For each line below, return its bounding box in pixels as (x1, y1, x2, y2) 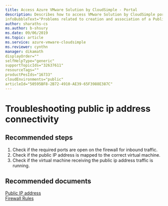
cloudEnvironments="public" (5, 77, 64, 82)
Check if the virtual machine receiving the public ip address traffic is (12, 157, 153, 163)
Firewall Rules (5, 196, 34, 202)
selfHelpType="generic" (5, 58, 55, 63)
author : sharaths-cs (5, 21, 48, 26)
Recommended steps (5, 133, 73, 142)
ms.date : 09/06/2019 (5, 30, 48, 35)
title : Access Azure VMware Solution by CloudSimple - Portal (5, 7, 137, 12)
